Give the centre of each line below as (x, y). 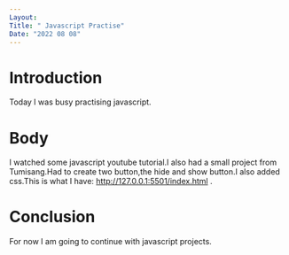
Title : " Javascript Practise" (67, 26)
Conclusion (52, 217)
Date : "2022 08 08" (45, 34)
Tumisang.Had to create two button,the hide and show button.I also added (145, 172)
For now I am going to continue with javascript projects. (111, 242)
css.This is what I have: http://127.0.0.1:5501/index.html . (111, 182)
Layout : (23, 17)
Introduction (56, 77)
